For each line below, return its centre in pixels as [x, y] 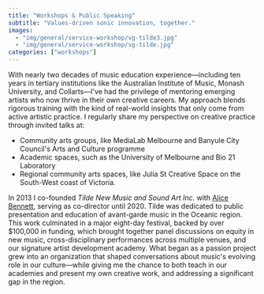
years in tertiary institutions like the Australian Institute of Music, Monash [126, 83]
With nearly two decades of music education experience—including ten [125, 75]
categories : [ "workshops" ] [52, 52]
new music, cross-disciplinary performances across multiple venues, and [127, 239]
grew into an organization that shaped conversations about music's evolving [132, 256]
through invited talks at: [46, 125]
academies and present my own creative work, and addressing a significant [131, 273]
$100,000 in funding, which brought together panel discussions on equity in [131, 231]
